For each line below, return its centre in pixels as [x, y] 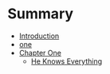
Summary [40, 14]
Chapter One [40, 53]
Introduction [39, 36]
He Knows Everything [67, 61]
